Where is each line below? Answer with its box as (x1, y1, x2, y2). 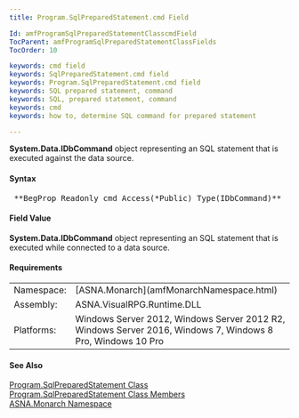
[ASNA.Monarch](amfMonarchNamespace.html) (75, 284, 278, 296)
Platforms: (13, 324, 56, 336)
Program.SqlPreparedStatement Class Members (9, 389, 185, 400)
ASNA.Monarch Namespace (9, 398, 113, 409)
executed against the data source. (9, 153, 134, 164)
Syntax (9, 173, 36, 183)
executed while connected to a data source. (9, 242, 171, 253)
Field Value (9, 213, 52, 223)
